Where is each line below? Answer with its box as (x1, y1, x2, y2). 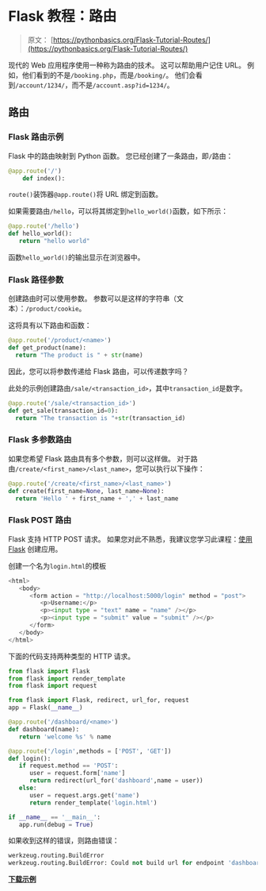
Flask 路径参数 (8, 274, 64, 285)
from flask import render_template (8, 674, 126, 683)
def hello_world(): (8, 229, 73, 238)
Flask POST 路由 (8, 515, 72, 526)
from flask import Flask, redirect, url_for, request (8, 696, 190, 704)
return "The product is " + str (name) (15, 351, 144, 360)
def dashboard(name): (8, 725, 80, 733)
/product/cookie (25, 305, 79, 314)
